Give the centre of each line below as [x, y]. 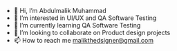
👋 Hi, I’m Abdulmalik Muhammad [60, 11]
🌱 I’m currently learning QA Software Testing [77, 25]
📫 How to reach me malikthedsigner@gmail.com [84, 40]
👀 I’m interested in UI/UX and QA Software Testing [85, 18]
